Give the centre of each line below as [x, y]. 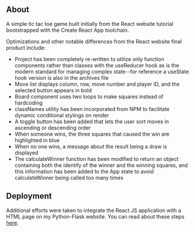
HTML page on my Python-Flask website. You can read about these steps [95, 216]
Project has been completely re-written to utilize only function [89, 59]
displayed [26, 153]
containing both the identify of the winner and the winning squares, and [101, 165]
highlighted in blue [37, 140]
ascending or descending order [53, 127]
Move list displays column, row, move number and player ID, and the [97, 84]
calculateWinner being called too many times [69, 177]
